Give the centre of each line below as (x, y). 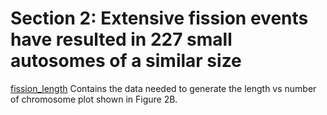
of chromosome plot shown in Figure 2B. (94, 99)
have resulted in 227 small (121, 39)
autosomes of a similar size (126, 61)
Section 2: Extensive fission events (159, 18)
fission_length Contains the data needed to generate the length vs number (163, 88)
